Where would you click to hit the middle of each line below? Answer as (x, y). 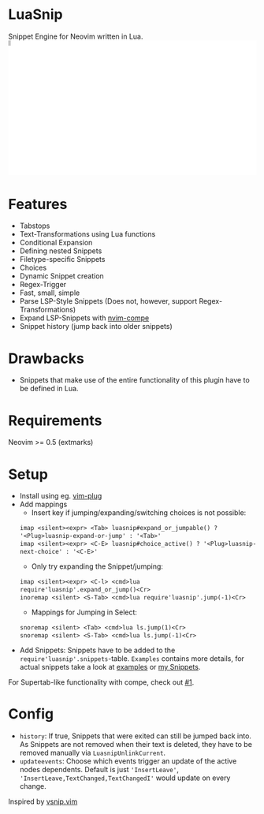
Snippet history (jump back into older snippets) (96, 327)
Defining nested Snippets (61, 251)
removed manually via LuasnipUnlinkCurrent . (93, 753)
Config (31, 714)
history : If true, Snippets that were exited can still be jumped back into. (136, 736)
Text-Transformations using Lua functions (87, 234)
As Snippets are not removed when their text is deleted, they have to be (136, 745)
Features (38, 204)
